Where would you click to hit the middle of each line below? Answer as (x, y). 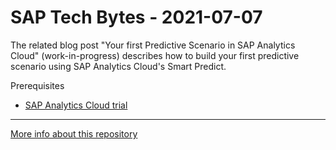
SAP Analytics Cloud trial (76, 105)
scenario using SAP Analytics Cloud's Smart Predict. (118, 66)
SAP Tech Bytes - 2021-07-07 (136, 17)
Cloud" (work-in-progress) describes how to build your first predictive (155, 55)
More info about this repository (74, 133)
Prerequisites (37, 85)
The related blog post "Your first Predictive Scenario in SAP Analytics (153, 45)
